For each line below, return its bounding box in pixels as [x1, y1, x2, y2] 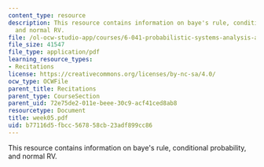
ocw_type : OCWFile [8, 77, 68, 85]
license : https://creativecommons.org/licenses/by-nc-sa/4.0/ [8, 70, 216, 78]
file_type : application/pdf [8, 48, 101, 56]
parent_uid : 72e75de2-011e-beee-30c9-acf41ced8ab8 [8, 99, 178, 107]
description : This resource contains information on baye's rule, [8, 19, 230, 27]
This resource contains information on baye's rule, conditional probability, [8, 143, 247, 152]
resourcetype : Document [8, 107, 86, 115]
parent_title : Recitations [8, 84, 97, 93]
